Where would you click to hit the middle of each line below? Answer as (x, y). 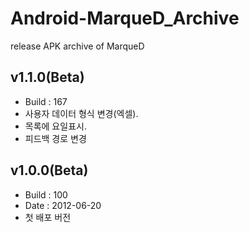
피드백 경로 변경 (55, 138)
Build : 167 (46, 101)
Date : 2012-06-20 (63, 205)
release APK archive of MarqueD (77, 46)
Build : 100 (46, 194)
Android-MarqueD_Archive (125, 18)
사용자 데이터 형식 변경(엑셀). (81, 113)
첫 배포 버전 (48, 217)
